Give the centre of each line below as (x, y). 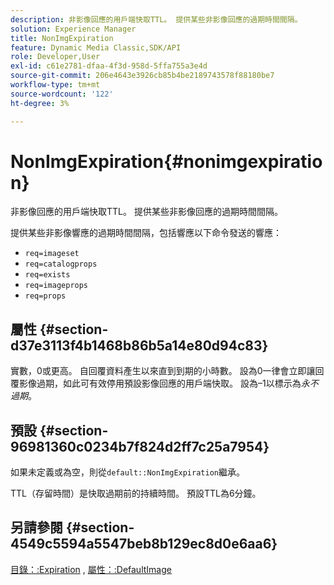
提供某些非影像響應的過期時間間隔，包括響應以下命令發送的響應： (146, 233)
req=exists (47, 275)
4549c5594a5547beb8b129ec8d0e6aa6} (144, 544)
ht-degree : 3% (40, 103)
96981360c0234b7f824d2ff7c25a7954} (140, 446)
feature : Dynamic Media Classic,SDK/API (96, 47)
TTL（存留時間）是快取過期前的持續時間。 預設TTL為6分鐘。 (136, 493)
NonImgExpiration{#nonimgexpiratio (166, 161)
